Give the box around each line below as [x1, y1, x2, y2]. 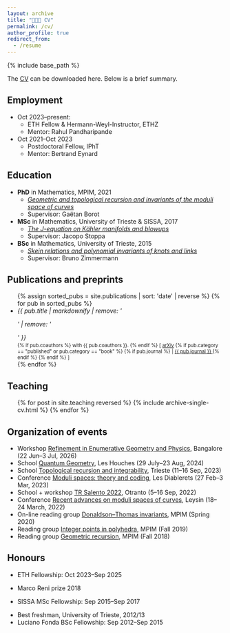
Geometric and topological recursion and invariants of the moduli [27, 195, 213, 204]
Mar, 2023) [17, 481, 50, 489]
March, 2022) [26, 503, 65, 512]
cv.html [17, 406, 39, 414]
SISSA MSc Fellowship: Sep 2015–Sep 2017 [17, 597, 140, 605]
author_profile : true [7, 29, 70, 37]
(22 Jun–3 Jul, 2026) [17, 451, 77, 460]
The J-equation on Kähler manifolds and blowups [27, 224, 169, 233]
